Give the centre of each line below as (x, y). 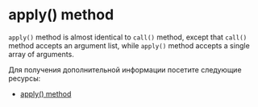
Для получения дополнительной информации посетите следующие (125, 69)
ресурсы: (25, 78)
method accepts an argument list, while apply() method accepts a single (129, 45)
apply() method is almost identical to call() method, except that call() (128, 37)
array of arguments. (41, 54)
